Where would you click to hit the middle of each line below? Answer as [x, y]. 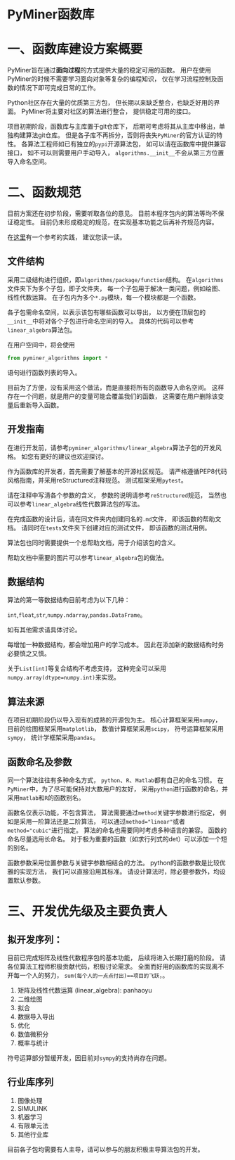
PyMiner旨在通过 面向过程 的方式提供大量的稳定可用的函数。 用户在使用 [109, 70]
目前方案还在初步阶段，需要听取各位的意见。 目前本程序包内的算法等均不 [113, 213]
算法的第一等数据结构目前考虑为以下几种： [69, 600]
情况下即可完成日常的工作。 [59, 88]
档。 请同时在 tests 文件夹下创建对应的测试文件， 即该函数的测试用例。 [109, 528]
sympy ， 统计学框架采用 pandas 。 [53, 738]
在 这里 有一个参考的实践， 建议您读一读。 [67, 237]
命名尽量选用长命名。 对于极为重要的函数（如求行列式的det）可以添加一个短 [117, 839]
